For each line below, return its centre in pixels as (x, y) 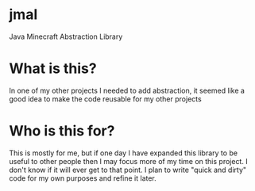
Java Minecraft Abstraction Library (66, 36)
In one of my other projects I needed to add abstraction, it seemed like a (127, 90)
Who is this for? (62, 131)
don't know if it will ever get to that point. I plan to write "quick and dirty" (128, 170)
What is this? (53, 69)
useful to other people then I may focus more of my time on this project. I (129, 161)
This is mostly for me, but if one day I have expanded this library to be (123, 153)
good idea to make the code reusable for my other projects (105, 99)
